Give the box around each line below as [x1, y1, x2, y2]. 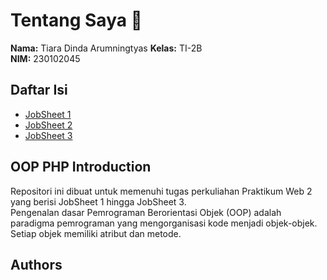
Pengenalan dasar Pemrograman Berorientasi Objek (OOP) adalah [10, 206, 282, 218]
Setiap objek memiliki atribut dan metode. [10, 227, 182, 239]
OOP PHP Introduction [10, 159, 152, 176]
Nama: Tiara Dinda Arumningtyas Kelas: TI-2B [10, 42, 203, 54]
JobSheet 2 [24, 119, 73, 131]
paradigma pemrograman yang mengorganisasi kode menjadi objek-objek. [10, 217, 318, 229]
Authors [10, 256, 63, 273]
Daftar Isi [10, 82, 68, 99]
